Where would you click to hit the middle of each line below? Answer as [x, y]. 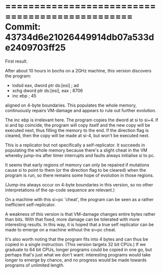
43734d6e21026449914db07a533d [80, 37]
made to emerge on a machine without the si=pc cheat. [61, 229]
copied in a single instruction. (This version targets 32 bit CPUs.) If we [75, 244]
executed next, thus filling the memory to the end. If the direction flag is [77, 130]
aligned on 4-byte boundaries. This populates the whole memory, [71, 105]
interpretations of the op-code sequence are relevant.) [60, 190]
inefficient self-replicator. [31, 205]
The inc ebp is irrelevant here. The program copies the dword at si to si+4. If [82, 120]
